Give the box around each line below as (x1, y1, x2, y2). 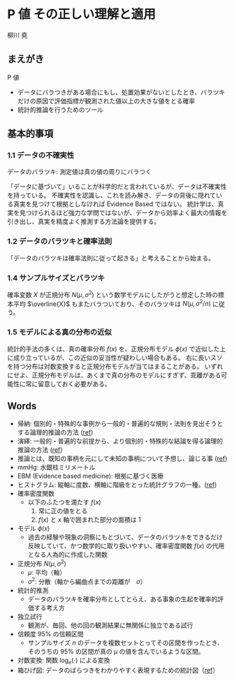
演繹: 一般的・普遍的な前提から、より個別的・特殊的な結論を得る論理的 (17, 437, 224, 446)
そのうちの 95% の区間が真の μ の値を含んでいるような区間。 (27, 647, 205, 655)
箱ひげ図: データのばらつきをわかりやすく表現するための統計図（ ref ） (17, 666, 219, 674)
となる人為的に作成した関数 (27, 550, 108, 559)
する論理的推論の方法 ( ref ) (17, 428, 94, 437)
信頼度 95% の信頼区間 (17, 629, 84, 638)
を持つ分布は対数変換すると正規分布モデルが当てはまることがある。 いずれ (7, 362, 224, 370)
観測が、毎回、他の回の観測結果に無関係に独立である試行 (27, 621, 193, 629)
